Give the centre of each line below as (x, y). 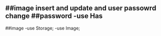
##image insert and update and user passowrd (81, 8)
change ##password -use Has (54, 16)
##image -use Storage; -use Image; (43, 28)
